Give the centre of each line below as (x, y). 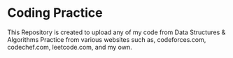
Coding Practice (55, 13)
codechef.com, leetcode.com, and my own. (70, 47)
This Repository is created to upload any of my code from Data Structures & (116, 32)
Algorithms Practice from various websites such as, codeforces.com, (107, 39)
